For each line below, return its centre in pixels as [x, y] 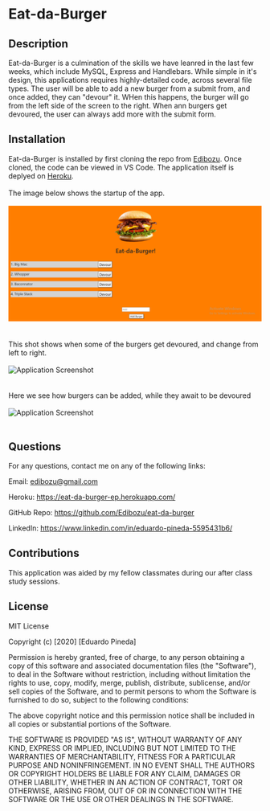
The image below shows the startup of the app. [87, 193]
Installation [37, 139]
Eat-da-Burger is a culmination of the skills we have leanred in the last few [131, 63]
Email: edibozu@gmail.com [53, 481]
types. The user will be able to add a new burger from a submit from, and [129, 88]
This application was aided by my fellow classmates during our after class [131, 572]
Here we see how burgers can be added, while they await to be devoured [130, 395]
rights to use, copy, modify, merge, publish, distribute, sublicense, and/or [129, 682]
